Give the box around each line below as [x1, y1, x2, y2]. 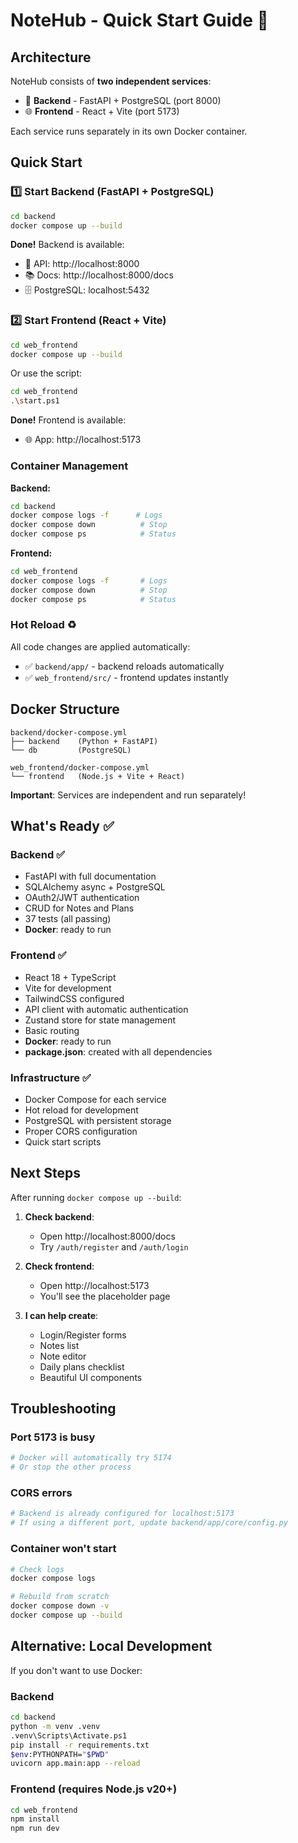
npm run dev [10, 1824, 60, 1834]
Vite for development [24, 982, 112, 994]
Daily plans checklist [39, 1360, 125, 1373]
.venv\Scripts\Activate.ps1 [10, 1730, 128, 1741]
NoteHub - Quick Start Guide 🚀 [10, 9, 269, 32]
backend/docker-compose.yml [10, 727, 128, 738]
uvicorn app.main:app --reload [10, 1759, 141, 1769]
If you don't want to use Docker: [10, 1664, 143, 1676]
